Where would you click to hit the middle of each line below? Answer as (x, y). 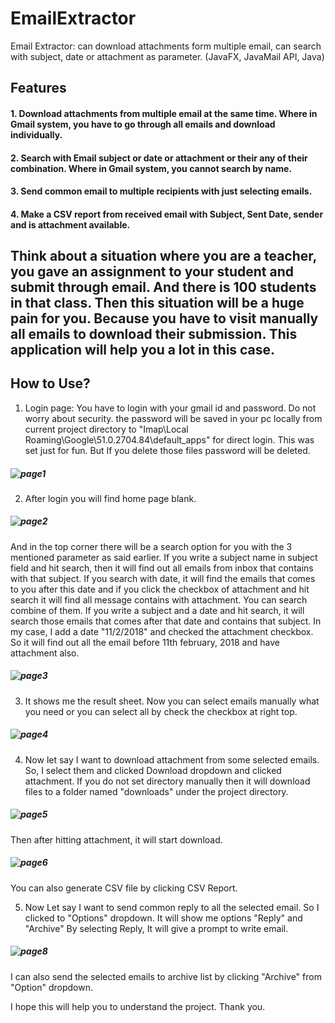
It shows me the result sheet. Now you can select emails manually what (172, 701)
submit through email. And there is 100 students (163, 287)
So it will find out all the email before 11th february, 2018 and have (145, 642)
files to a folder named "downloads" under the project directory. (156, 791)
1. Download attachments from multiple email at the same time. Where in (164, 113)
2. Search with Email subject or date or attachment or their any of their (159, 158)
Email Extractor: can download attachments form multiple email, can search (166, 46)
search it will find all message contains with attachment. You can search (159, 599)
